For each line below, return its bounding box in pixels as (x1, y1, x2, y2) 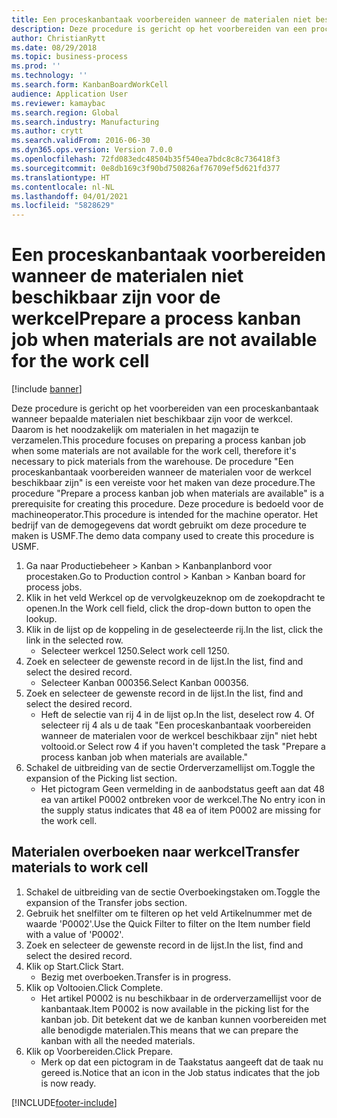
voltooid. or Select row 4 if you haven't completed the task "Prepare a (40, 741, 326, 753)
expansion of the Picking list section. (25, 772, 178, 785)
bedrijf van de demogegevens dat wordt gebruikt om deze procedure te (11, 519, 307, 531)
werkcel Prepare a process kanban (11, 307, 302, 330)
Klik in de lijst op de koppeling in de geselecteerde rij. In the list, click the (25, 624, 324, 636)
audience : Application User (11, 89, 129, 99)
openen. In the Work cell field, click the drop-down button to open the (25, 602, 312, 615)
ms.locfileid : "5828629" (11, 201, 115, 211)
